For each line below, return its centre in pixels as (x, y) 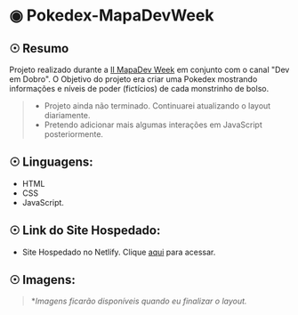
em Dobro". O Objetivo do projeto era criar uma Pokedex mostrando (133, 79)
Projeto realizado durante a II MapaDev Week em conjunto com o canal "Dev (149, 69)
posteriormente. (74, 134)
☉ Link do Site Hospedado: (85, 231)
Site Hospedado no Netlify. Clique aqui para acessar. (119, 252)
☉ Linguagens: (51, 162)
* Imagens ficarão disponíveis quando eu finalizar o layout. (139, 301)
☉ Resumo (39, 48)
